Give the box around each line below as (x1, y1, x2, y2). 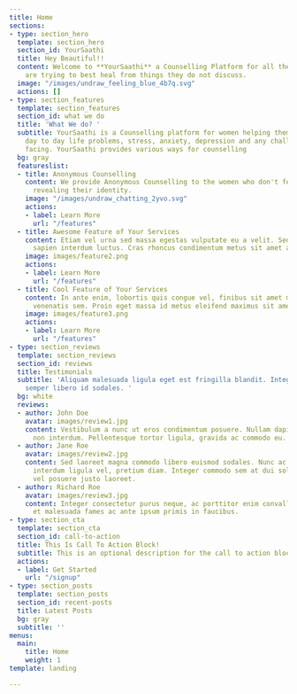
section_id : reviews (17, 359, 93, 368)
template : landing (9, 664, 77, 673)
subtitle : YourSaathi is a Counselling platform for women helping (17, 129, 271, 137)
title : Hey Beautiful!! (17, 54, 104, 63)
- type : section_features (9, 95, 104, 105)
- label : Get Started (17, 565, 97, 574)
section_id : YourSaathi (17, 46, 104, 55)
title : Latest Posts (17, 606, 93, 615)
